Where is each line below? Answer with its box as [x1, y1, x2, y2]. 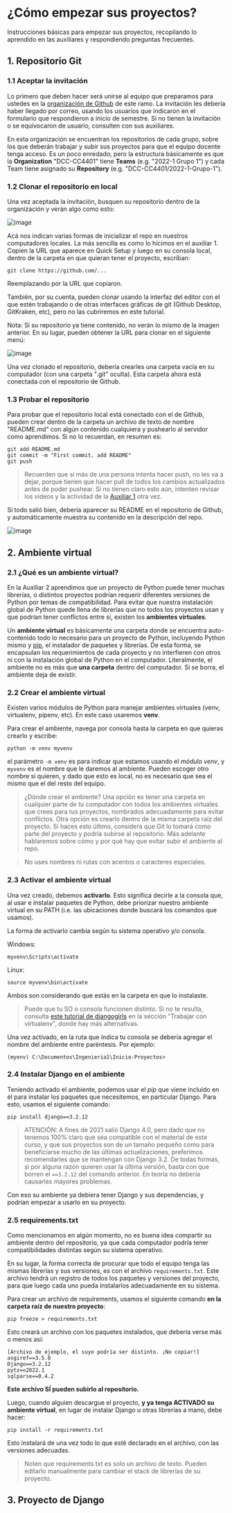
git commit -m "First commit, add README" [7, 452, 132, 459]
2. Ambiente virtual [7, 547, 92, 558]
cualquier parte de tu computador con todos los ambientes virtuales [24, 800, 218, 809]
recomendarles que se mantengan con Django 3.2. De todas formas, [24, 1155, 220, 1163]
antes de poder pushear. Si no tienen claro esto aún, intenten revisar [24, 485, 220, 493]
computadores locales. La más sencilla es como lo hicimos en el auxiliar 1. [7, 239, 219, 247]
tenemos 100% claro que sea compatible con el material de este [24, 1133, 208, 1141]
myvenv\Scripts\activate [7, 953, 79, 960]
